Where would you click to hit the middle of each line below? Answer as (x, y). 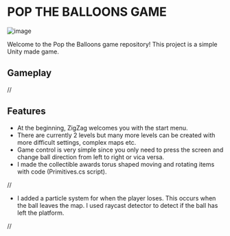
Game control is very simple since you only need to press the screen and (120, 150)
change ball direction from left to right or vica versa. (91, 157)
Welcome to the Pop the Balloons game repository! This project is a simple (112, 44)
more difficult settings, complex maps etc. (77, 142)
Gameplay (30, 73)
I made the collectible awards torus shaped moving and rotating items (116, 164)
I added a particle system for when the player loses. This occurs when (116, 198)
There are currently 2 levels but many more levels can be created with (116, 135)
